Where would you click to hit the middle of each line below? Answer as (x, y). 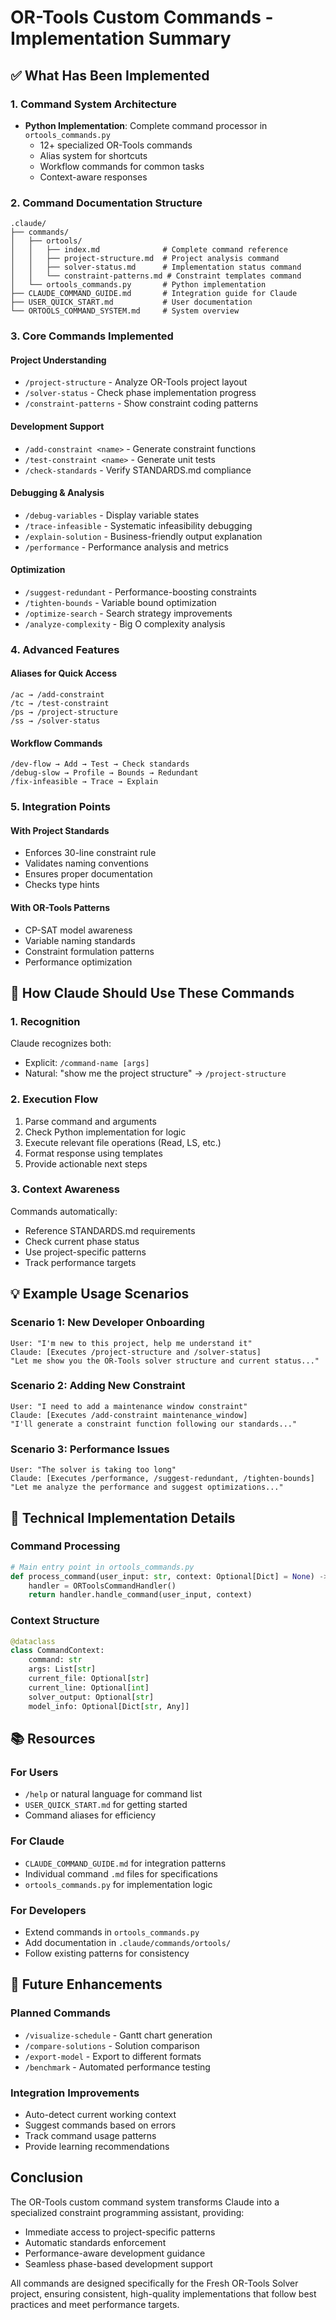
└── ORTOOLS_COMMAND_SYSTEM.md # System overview (125, 311)
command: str (55, 1660)
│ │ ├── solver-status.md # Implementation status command (156, 267)
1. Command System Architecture (93, 104)
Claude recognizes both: (61, 1043)
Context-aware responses (93, 177)
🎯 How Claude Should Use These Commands (152, 992)
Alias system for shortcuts (93, 155)
